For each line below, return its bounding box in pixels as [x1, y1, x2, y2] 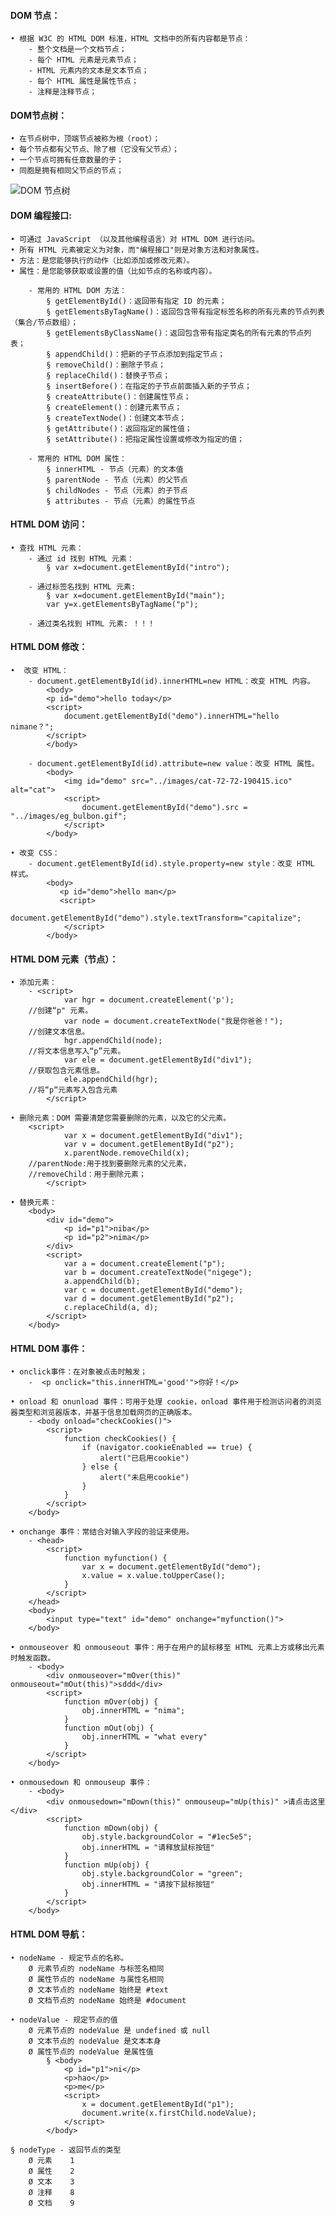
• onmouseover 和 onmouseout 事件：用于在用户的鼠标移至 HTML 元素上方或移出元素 [10, 1643, 325, 1653]
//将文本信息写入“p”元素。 [28, 1046, 126, 1057]
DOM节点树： [10, 109, 67, 121]
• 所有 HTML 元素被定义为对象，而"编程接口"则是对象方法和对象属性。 [10, 245, 264, 255]
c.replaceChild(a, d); [63, 1303, 159, 1313]
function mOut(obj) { [63, 1723, 155, 1734]
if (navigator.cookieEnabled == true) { [81, 1443, 253, 1453]
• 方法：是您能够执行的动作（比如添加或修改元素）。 [10, 255, 195, 265]
